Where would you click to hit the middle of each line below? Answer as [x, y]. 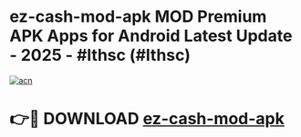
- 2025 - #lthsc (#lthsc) [100, 55]
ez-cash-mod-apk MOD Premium [138, 17]
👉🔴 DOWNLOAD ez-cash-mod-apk [147, 119]
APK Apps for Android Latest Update [151, 36]
